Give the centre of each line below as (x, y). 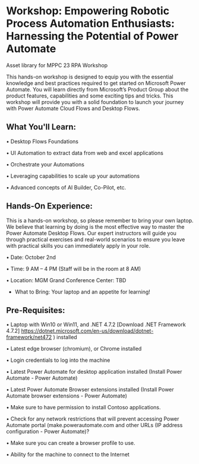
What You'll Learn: (41, 127)
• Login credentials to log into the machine (58, 360)
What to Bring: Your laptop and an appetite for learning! (82, 292)
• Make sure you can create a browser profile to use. (71, 443)
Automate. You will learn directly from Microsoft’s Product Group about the (97, 89)
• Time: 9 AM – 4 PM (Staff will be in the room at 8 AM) (74, 269)
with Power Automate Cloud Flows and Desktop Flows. (73, 108)
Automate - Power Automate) (42, 378)
